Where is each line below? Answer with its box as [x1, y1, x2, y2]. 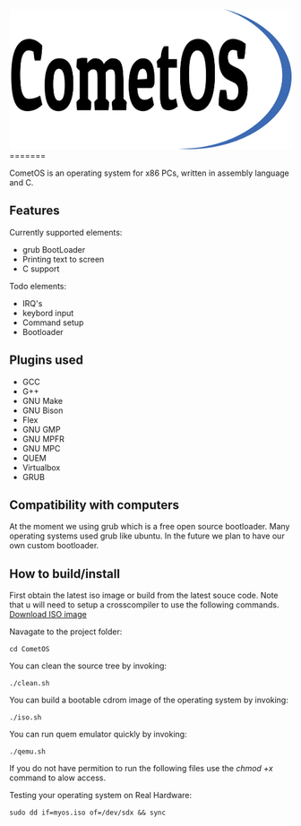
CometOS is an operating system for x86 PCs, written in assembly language [9, 168, 289, 178]
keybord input [21, 307, 74, 318]
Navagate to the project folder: [9, 626, 123, 637]
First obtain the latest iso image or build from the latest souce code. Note [9, 590, 279, 601]
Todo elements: [9, 280, 67, 291]
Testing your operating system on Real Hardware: [9, 790, 193, 801]
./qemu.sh [9, 747, 47, 756]
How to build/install [9, 566, 121, 581]
